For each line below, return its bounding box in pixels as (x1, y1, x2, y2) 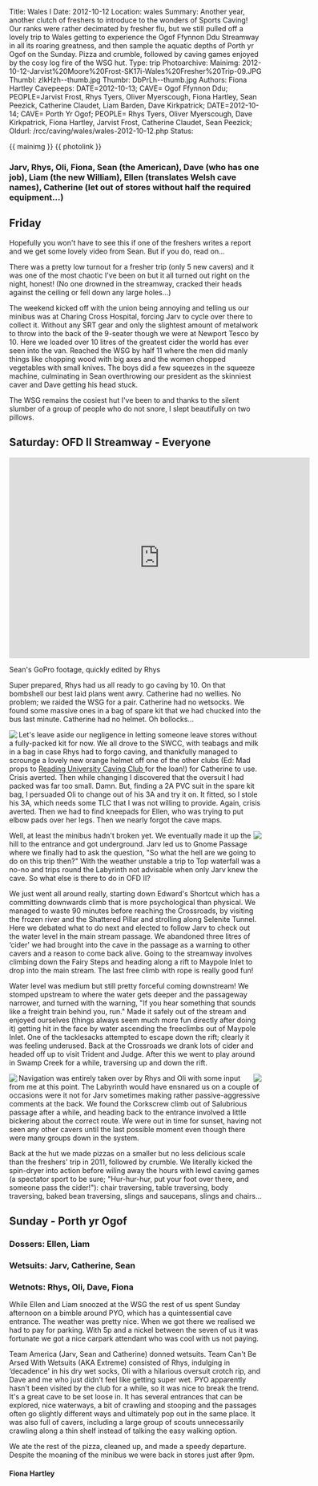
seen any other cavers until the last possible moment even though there (9, 1124, 246, 1134)
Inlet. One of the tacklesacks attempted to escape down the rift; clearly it (9, 1032, 250, 1041)
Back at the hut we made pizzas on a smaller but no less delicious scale (9, 1148, 246, 1158)
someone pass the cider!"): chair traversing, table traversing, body (9, 1183, 229, 1192)
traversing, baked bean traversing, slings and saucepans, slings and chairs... (9, 1191, 263, 1200)
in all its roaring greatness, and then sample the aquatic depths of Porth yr (9, 41, 255, 51)
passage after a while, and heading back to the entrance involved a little (9, 1107, 247, 1117)
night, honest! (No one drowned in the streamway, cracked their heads (9, 278, 243, 288)
